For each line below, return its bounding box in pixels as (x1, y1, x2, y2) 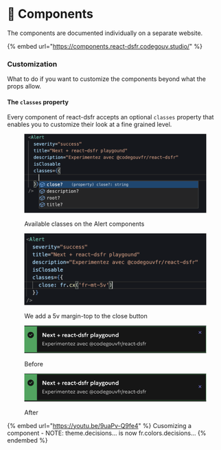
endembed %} (7, 436, 48, 445)
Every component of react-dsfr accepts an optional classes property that (7, 113, 214, 121)
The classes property (7, 97, 69, 106)
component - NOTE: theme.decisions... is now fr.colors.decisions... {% (7, 429, 207, 437)
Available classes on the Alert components (24, 220, 145, 228)
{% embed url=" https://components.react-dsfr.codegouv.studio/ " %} (7, 42, 203, 50)
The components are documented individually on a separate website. (7, 29, 203, 37)
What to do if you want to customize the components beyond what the (7, 75, 206, 83)
